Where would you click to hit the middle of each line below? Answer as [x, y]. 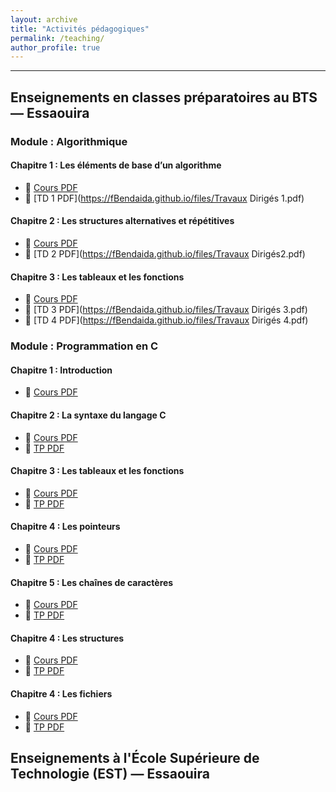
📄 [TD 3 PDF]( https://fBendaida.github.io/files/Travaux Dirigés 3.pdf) [166, 310]
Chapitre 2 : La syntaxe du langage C [88, 415]
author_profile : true [55, 47]
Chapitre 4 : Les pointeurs [65, 527]
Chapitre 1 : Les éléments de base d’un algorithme [116, 165]
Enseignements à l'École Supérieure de [135, 757]
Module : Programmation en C [84, 346]
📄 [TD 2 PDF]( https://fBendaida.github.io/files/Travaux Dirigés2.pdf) [165, 253]
